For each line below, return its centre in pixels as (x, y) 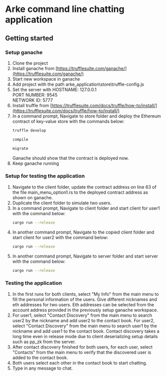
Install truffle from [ (32, 105)
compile (20, 139)
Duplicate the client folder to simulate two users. (62, 203)
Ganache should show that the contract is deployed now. (71, 158)
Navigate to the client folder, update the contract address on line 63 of (84, 187)
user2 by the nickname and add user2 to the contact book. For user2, (83, 320)
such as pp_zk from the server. (44, 342)
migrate (20, 148)
